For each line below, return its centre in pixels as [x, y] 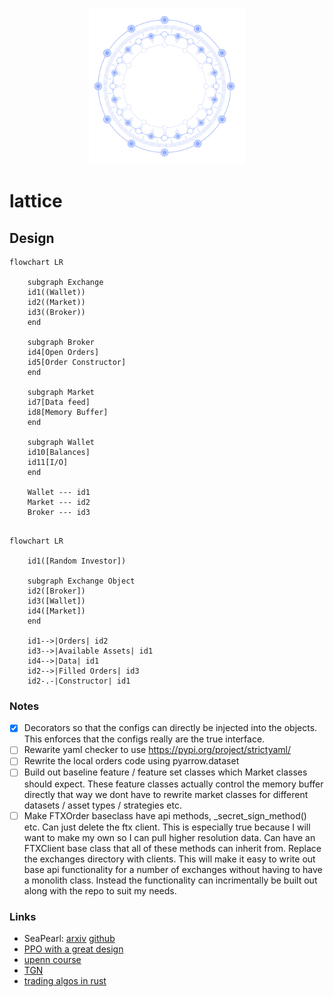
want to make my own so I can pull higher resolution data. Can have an [169, 837]
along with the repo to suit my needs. [100, 890]
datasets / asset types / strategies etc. [102, 805]
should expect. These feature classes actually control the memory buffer [173, 784]
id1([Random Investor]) [77, 561]
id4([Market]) [56, 611]
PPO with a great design [73, 949]
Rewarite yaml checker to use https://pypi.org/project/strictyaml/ [157, 750]
